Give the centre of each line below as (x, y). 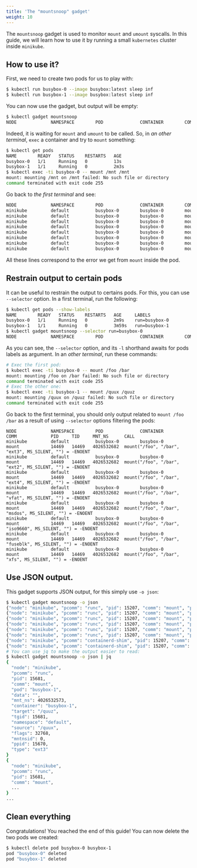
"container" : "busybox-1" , (44, 706)
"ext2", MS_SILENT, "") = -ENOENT (48, 467)
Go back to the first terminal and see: (51, 194)
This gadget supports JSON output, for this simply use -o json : (83, 591)
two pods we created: (32, 837)
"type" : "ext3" (30, 750)
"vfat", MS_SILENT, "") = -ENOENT (48, 498)
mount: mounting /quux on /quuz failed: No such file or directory (90, 398)
